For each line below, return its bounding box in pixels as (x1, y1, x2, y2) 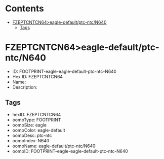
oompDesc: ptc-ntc (12, 132, 52, 138)
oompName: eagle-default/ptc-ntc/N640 (12, 143, 96, 149)
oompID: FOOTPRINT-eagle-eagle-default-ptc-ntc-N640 (12, 148, 128, 154)
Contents (5, 3, 44, 14)
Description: (12, 84, 38, 90)
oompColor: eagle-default (12, 127, 65, 133)
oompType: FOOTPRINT (12, 117, 61, 123)
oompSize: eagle (12, 122, 47, 128)
